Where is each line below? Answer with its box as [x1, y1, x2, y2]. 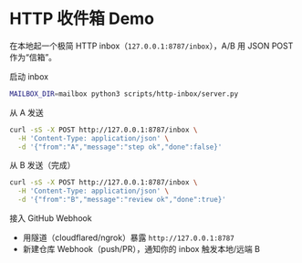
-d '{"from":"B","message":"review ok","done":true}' [17, 195, 226, 205]
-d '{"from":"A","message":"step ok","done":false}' [17, 142, 223, 152]
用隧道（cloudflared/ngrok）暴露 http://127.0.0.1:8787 [22, 232, 234, 243]
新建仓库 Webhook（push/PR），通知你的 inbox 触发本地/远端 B [22, 244, 260, 255]
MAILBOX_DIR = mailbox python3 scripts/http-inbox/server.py [9, 89, 239, 99]
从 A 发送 [9, 107, 44, 118]
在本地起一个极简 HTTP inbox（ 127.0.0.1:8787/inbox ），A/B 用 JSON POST [9, 40, 294, 51]
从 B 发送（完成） [9, 160, 76, 171]
